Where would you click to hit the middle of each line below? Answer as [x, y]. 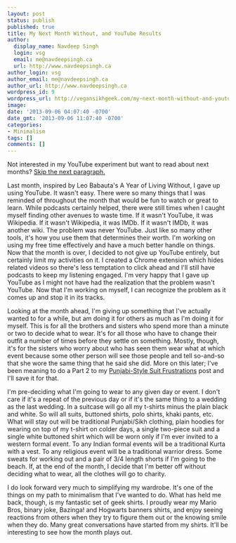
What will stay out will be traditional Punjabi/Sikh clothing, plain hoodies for [116, 421]
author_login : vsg [34, 72]
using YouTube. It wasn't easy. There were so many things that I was [106, 193]
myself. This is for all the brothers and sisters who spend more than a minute [118, 326]
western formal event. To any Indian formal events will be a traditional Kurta [117, 444]
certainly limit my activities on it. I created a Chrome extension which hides [116, 260]
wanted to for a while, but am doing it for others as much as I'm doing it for [115, 319]
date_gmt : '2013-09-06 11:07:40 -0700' [66, 118]
